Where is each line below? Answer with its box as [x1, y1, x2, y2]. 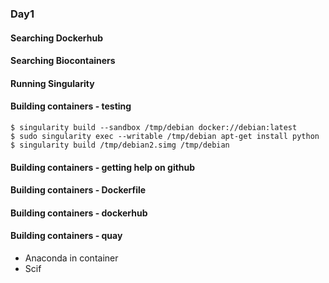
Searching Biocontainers [10, 55, 116, 67]
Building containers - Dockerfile [10, 184, 147, 196]
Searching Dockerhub [10, 32, 104, 44]
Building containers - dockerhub [10, 207, 148, 219]
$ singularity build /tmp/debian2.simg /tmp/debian [10, 140, 230, 150]
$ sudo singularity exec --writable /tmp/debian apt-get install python [10, 131, 320, 141]
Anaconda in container [24, 252, 119, 264]
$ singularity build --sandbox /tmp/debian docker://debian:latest [10, 122, 298, 132]
